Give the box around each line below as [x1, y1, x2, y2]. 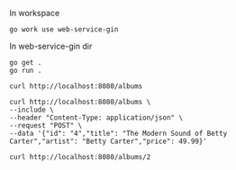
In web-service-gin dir [9, 40, 93, 51]
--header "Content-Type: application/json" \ [9, 113, 183, 122]
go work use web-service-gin [9, 25, 119, 34]
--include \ [9, 105, 54, 114]
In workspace [9, 8, 60, 18]
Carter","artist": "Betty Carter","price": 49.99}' [9, 137, 207, 146]
